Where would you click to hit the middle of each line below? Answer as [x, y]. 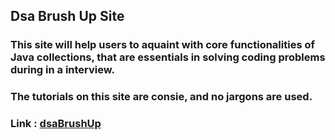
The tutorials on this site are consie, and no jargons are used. [161, 97]
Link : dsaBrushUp [56, 124]
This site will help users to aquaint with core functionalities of [162, 45]
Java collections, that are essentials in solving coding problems [168, 57]
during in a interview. [62, 70]
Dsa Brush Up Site [67, 16]
